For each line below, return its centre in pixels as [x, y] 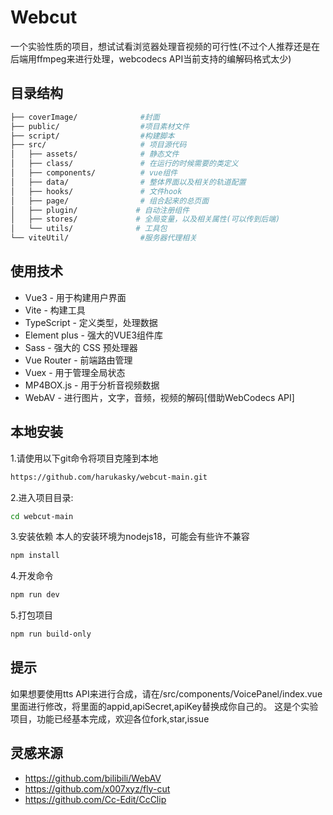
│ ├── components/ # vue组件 [94, 173]
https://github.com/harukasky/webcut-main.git [109, 477]
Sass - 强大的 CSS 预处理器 [81, 347]
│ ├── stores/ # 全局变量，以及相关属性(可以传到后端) [145, 219]
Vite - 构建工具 [55, 310]
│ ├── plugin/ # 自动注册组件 [100, 210]
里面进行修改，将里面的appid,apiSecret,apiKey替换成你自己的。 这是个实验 [164, 706]
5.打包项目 [31, 615]
